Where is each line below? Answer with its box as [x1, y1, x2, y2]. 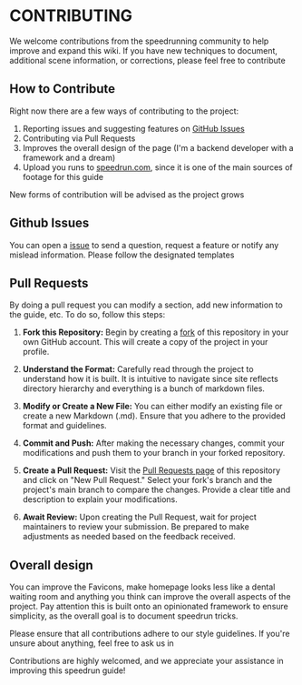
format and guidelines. [22, 420, 107, 431]
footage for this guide [22, 171, 104, 182]
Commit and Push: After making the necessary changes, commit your [22, 438, 286, 448]
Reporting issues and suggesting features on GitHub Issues [22, 123, 245, 134]
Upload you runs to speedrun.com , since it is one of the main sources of [22, 161, 293, 173]
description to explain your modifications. [22, 494, 179, 505]
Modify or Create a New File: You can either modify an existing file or [22, 401, 283, 412]
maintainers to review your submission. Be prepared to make [22, 521, 249, 532]
